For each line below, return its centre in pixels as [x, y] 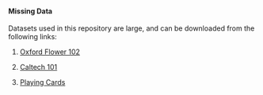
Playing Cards [42, 82]
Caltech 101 [38, 68]
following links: [32, 37]
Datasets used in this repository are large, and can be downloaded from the [131, 28]
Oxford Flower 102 [50, 52]
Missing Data [30, 11]
